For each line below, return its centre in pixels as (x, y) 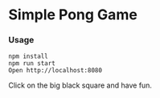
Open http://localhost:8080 (55, 71)
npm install (28, 57)
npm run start (32, 63)
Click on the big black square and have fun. (80, 85)
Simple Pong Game (73, 15)
